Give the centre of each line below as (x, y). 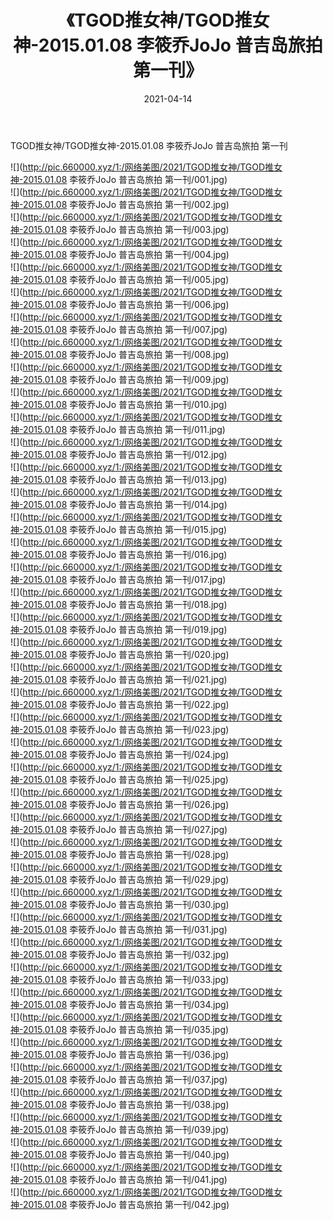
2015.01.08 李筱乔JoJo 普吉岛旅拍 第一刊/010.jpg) (125, 404)
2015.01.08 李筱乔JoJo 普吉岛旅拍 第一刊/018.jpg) (125, 604)
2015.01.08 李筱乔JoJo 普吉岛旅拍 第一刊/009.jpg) (126, 379)
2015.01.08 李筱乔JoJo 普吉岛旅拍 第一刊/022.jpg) (126, 704)
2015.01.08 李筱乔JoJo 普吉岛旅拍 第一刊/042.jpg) (126, 1204)
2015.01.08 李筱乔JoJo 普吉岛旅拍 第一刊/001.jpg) (125, 179)
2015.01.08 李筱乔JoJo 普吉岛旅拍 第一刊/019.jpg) (125, 629)
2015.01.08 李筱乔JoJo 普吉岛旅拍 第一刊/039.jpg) (126, 1129)
